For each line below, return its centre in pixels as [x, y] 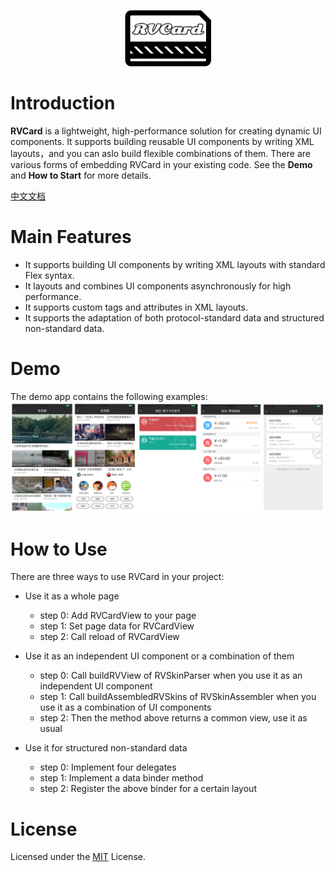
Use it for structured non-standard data [106, 748]
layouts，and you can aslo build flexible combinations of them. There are [160, 153]
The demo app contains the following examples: [109, 396]
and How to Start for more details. [81, 175]
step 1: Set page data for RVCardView [117, 626]
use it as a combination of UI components [125, 707]
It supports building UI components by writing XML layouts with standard [175, 264]
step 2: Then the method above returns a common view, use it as [173, 718]
